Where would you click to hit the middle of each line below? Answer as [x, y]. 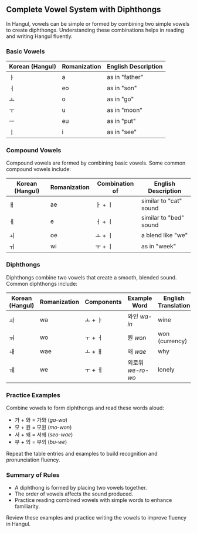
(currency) [172, 341]
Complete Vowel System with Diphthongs [84, 10]
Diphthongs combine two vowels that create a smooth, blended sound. [91, 277]
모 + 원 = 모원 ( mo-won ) [43, 427]
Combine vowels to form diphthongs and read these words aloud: [85, 408]
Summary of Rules [33, 475]
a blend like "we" [165, 235]
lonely [166, 370]
